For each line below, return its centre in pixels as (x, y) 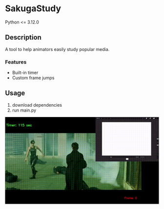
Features (16, 62)
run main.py (24, 110)
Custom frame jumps (33, 78)
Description (23, 37)
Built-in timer (25, 73)
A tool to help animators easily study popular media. (57, 49)
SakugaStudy (33, 9)
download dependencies (37, 105)
